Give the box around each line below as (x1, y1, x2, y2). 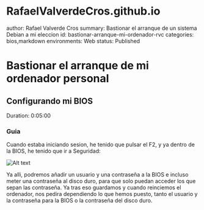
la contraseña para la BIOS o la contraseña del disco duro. (6, 197, 153, 205)
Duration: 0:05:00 (6, 111, 51, 119)
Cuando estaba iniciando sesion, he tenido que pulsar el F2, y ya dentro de (6, 141, 195, 149)
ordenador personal (6, 72, 109, 86)
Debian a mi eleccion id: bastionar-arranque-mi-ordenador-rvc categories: (6, 30, 194, 38)
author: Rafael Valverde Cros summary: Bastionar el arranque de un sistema (6, 24, 197, 32)
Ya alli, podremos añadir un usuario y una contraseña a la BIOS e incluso (6, 171, 189, 178)
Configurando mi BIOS (6, 96, 93, 106)
